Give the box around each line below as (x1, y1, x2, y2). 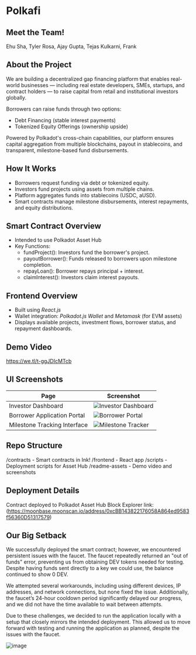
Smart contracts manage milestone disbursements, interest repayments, (14, 198, 189, 205)
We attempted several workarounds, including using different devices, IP (6, 582, 181, 589)
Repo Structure (6, 441, 63, 451)
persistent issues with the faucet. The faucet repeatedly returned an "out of (6, 552, 188, 560)
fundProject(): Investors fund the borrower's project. (23, 249, 150, 256)
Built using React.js (14, 306, 61, 314)
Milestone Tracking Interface (9, 420, 88, 428)
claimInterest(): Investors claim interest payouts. (23, 274, 139, 281)
